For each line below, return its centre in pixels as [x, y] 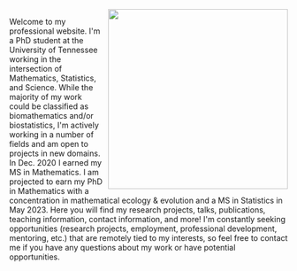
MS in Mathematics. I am [54, 172]
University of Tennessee [53, 50]
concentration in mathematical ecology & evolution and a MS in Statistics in [146, 200]
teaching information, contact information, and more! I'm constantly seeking [147, 219]
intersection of [36, 69]
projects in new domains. [55, 153]
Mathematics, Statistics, [53, 78]
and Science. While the [51, 87]
